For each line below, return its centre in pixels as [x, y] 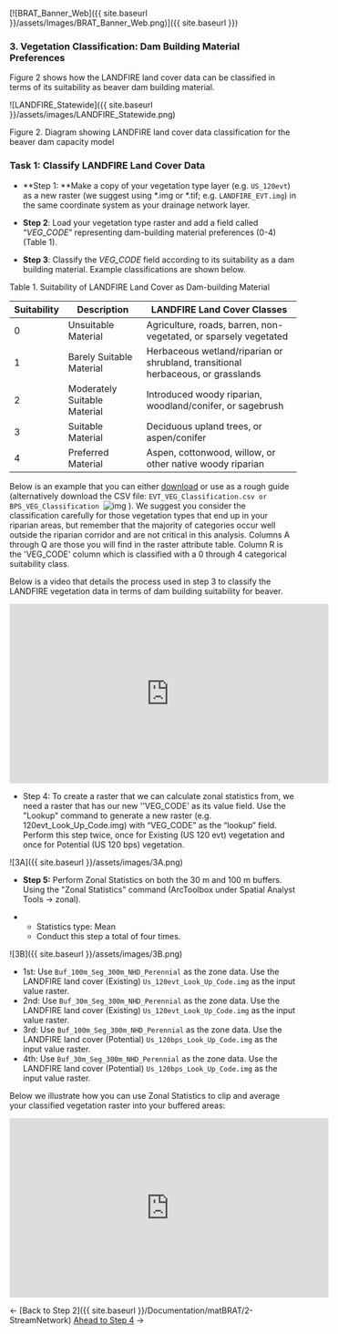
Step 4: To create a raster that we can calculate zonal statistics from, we [158, 795]
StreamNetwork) [41, 1319]
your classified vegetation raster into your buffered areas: [118, 1105]
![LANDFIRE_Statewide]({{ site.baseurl [81, 105]
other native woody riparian [205, 464]
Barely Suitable [100, 356]
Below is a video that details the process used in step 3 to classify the [140, 581]
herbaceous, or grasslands [204, 374]
